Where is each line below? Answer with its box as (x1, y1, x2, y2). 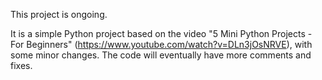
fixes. (10, 60, 33, 71)
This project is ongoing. (10, 9, 108, 20)
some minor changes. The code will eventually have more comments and (10, 49, 312, 61)
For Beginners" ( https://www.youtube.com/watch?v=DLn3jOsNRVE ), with (10, 39, 313, 50)
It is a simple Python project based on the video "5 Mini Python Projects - (10, 28, 313, 39)
